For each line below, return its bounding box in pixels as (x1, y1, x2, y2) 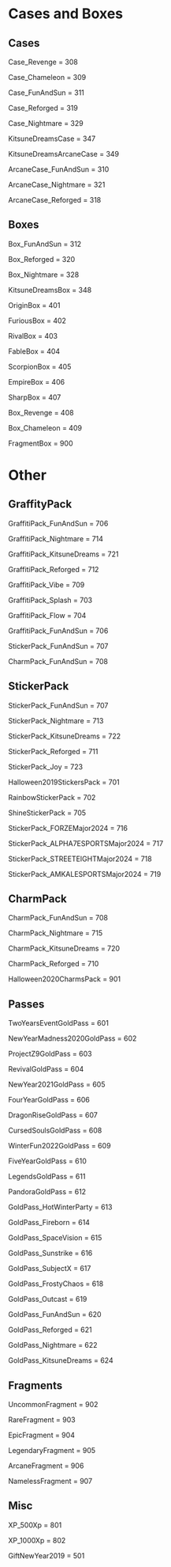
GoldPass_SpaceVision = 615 (8, 1233, 102, 1243)
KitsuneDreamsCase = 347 (8, 134, 96, 143)
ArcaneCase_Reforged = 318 (8, 195, 102, 204)
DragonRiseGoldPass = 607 (8, 1110, 99, 1120)
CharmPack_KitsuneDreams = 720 (8, 943, 121, 954)
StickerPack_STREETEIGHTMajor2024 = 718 (8, 854, 152, 863)
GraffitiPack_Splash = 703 (8, 595, 93, 605)
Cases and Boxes (8, 5, 124, 23)
